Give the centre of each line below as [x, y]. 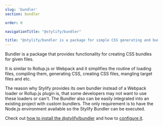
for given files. [19, 59]
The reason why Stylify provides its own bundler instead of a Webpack [76, 88]
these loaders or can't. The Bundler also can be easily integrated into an [77, 99]
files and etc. [18, 79]
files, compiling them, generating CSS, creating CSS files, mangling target [79, 74]
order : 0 [14, 23]
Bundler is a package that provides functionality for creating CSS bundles [78, 54]
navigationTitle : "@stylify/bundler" [43, 31]
